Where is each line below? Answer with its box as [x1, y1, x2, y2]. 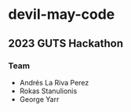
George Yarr [19, 94, 60, 103]
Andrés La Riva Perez [19, 78, 89, 87]
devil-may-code [8, 5, 115, 23]
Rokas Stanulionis [19, 86, 78, 96]
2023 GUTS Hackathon [8, 37, 124, 50]
